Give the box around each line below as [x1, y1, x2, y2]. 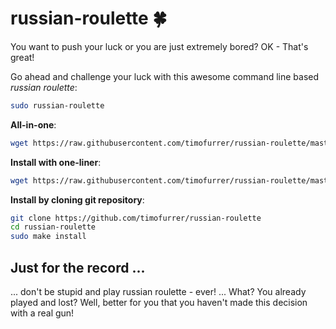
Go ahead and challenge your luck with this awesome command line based [10, 70, 320, 82]
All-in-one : [10, 118, 57, 131]
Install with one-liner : [10, 156, 102, 168]
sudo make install [10, 232, 87, 242]
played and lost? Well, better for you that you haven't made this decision [10, 297, 308, 308]
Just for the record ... [10, 259, 146, 276]
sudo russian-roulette [10, 100, 105, 111]
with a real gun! [10, 307, 75, 319]
